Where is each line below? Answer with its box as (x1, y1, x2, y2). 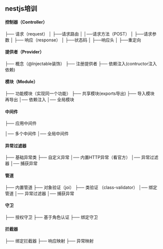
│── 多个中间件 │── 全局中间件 (5, 131, 69, 137)
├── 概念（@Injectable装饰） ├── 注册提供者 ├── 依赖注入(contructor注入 (5, 60, 157, 67)
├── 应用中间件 (5, 121, 37, 126)
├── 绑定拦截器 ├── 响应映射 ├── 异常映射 (5, 238, 94, 244)
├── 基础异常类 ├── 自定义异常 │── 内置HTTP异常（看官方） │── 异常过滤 (5, 155, 159, 160)
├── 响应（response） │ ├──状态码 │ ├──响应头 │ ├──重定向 (14, 37, 141, 43)
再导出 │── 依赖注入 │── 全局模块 (5, 97, 74, 102)
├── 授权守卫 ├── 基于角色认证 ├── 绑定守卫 (5, 214, 98, 220)
